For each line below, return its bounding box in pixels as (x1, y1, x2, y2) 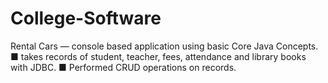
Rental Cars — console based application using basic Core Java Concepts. (10, 40, 319, 52)
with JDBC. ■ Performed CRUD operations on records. (10, 61, 237, 73)
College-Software (10, 7, 162, 30)
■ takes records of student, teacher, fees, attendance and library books (10, 50, 307, 62)
